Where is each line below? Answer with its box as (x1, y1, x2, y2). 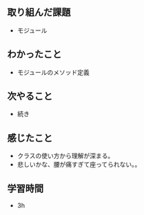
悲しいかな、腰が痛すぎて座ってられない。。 (17, 160, 141, 169)
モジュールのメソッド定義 (17, 68, 90, 76)
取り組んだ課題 (7, 6, 71, 19)
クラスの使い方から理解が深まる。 (17, 151, 114, 160)
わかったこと (7, 48, 62, 60)
